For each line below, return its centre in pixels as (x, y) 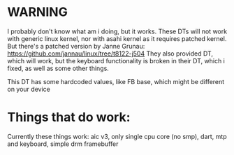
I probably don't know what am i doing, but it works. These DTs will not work (117, 31)
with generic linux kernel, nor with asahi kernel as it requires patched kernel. (117, 38)
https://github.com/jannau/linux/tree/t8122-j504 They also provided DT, (110, 54)
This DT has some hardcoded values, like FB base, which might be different (116, 81)
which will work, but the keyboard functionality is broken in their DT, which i (116, 60)
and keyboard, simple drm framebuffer (63, 144)
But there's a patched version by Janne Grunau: (76, 46)
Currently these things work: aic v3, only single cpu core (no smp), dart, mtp (117, 136)
